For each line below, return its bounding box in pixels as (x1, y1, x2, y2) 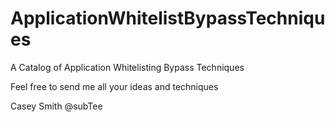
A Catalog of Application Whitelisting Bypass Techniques (10, 61, 245, 73)
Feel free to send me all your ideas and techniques (10, 80, 219, 92)
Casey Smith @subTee (10, 100, 103, 112)
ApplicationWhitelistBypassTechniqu (10, 7, 326, 30)
